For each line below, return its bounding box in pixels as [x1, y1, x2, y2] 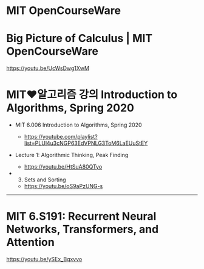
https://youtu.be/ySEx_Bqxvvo [6, 256, 83, 262]
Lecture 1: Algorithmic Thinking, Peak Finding [15, 152, 129, 159]
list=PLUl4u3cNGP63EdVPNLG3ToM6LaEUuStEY [24, 139, 148, 147]
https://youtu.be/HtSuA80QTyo [24, 163, 103, 170]
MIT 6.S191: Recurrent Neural [6, 209, 157, 223]
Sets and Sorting [24, 176, 66, 183]
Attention [6, 236, 55, 250]
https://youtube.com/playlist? [24, 133, 98, 141]
